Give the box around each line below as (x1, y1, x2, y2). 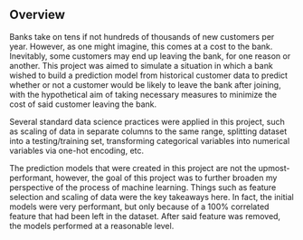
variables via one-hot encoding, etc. (9, 145, 145, 156)
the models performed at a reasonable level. (9, 220, 175, 231)
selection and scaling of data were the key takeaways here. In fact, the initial (9, 191, 294, 202)
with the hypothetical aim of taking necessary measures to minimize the (9, 89, 278, 100)
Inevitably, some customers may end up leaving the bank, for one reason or (9, 50, 291, 62)
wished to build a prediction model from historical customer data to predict (9, 70, 288, 81)
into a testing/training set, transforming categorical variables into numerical (9, 135, 290, 146)
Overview (9, 7, 66, 23)
